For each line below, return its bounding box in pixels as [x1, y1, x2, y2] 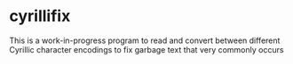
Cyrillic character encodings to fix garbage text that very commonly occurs [9, 44, 284, 54]
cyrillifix [9, 6, 71, 26]
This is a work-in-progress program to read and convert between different [9, 35, 281, 46]
